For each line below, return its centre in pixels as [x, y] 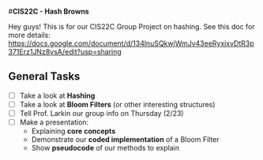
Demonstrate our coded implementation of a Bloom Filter [125, 140]
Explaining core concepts [73, 131]
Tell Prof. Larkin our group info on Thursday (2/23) [101, 113]
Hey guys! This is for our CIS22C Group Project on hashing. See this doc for [131, 26]
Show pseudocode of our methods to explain [105, 148]
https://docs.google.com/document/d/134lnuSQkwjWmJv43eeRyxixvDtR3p [131, 43]
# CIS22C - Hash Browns [49, 11]
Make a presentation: [54, 122]
